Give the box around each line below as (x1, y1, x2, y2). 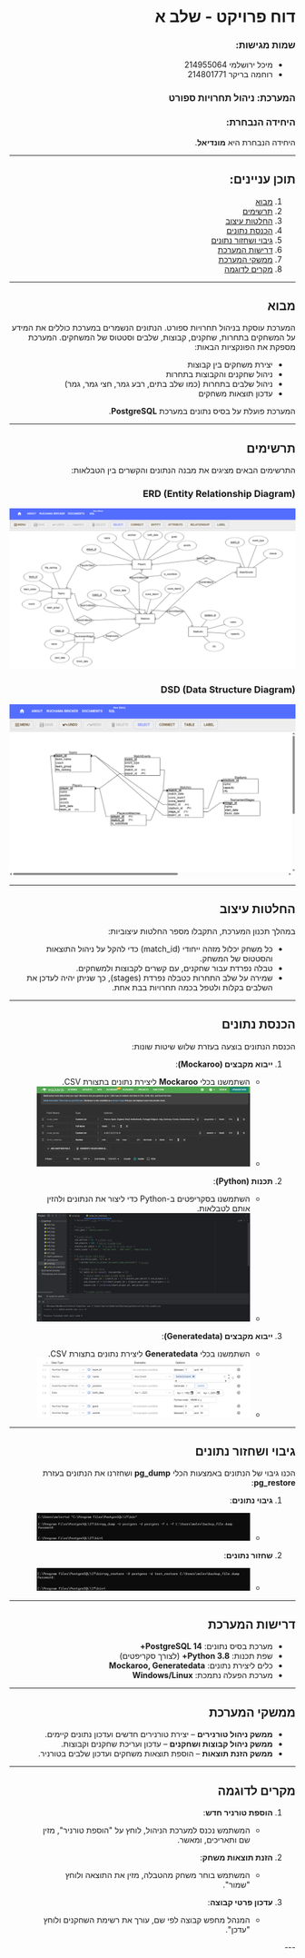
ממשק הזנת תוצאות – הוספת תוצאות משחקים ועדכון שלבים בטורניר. (37, 1748, 273, 1759)
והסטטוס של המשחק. (199, 952, 273, 964)
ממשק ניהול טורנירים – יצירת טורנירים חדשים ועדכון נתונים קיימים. (44, 1729, 273, 1740)
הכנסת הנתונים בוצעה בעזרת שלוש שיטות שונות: (131, 1040, 296, 1051)
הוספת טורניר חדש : (202, 1806, 273, 1818)
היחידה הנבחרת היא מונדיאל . (194, 136, 296, 147)
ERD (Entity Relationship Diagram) (142, 488, 296, 501)
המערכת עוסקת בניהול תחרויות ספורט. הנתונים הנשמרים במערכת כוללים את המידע (11, 323, 296, 333)
